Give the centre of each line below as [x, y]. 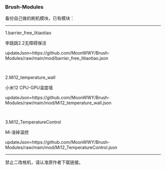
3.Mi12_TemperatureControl [33, 122]
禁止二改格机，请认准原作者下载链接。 [44, 163]
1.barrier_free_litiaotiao [28, 33]
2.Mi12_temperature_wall [30, 77]
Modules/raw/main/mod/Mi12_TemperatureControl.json [61, 148]
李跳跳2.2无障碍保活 [26, 43]
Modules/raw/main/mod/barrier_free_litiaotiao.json [57, 58]
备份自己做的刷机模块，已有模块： [40, 18]
